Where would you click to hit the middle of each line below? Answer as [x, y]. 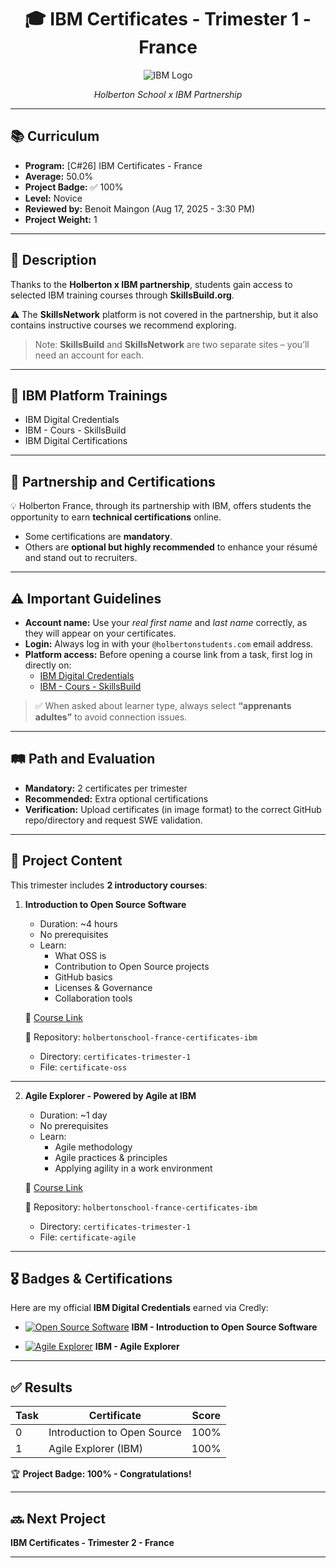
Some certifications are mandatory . [98, 537]
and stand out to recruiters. [81, 558]
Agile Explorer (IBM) [96, 1449]
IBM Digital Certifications [76, 441]
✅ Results [41, 1387]
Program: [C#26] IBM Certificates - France [113, 165]
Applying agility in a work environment [133, 1168]
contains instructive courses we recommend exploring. [123, 325]
